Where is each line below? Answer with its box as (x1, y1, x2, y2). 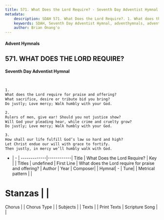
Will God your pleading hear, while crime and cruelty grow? (5, 119, 132, 124)
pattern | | (12, 171, 33, 176)
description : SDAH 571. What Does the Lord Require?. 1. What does (14, 16, 154, 21)
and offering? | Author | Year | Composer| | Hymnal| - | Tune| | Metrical (12, 165, 155, 171)
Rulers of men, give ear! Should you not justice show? (5, 114, 121, 120)
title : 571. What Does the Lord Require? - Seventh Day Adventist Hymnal (5, 7, 159, 12)
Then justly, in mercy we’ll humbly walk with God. (5, 146, 112, 151)
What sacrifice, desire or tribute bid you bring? (5, 97, 110, 102)
